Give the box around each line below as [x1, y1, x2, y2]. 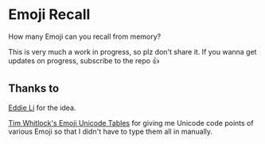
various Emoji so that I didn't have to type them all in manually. [8, 127, 213, 136]
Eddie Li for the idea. [8, 103, 76, 112]
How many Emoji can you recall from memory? [8, 32, 162, 41]
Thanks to [8, 81, 60, 96]
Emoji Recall [8, 6, 91, 24]
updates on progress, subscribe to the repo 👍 [8, 55, 160, 65]
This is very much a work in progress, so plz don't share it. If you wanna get [8, 47, 257, 56]
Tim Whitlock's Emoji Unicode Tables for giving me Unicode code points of [8, 118, 254, 127]
